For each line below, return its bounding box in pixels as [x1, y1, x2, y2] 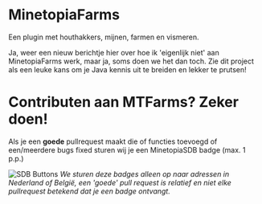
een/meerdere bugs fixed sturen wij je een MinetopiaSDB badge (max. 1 [8, 145, 247, 154]
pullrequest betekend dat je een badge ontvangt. [8, 186, 170, 196]
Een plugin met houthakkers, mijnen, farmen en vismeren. [8, 32, 199, 42]
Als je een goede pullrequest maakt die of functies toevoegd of [8, 137, 218, 146]
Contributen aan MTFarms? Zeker [8, 93, 239, 112]
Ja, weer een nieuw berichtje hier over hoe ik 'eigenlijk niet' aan [8, 47, 219, 57]
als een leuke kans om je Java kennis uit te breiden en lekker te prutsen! [8, 64, 247, 74]
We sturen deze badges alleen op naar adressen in [59, 169, 230, 178]
